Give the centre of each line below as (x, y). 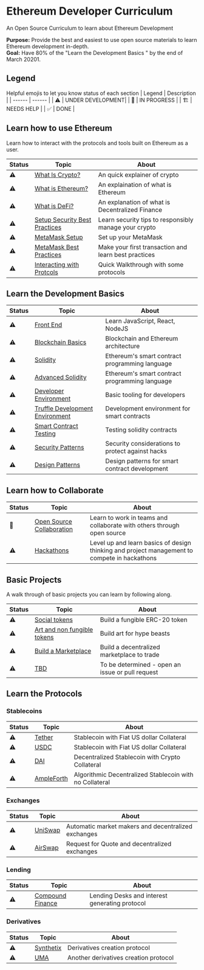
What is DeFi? (54, 206)
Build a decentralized (130, 647)
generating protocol (118, 904)
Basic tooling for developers (145, 395)
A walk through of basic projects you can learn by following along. (89, 594)
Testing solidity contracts (141, 430)
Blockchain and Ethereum (142, 339)
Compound (50, 896)
